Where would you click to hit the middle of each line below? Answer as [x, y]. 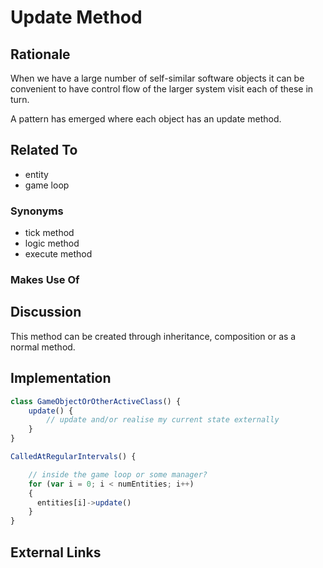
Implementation [61, 378]
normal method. [43, 347]
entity [36, 174]
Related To [44, 150]
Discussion [46, 312]
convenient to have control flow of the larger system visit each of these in [162, 89]
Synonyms [37, 211]
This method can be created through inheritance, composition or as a [153, 336]
